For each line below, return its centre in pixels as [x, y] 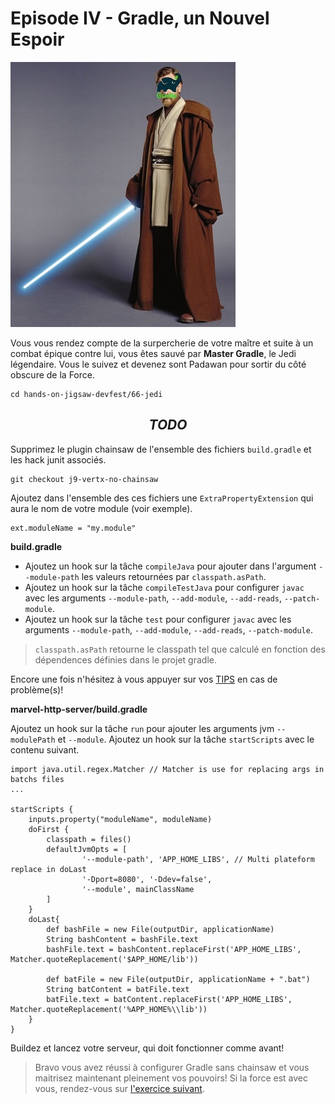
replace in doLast [48, 869]
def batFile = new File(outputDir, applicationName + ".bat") [178, 979]
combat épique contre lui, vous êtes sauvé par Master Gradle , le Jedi [153, 353]
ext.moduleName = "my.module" [73, 528]
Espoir [37, 39]
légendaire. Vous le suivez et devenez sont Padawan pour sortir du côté [158, 364]
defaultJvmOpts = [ [87, 849]
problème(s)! [37, 689]
